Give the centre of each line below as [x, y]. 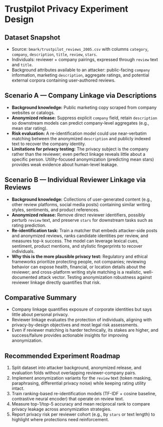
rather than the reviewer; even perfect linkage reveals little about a [79, 154]
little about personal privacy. [40, 315]
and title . [22, 65]
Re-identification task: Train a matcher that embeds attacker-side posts [84, 230]
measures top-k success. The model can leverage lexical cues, [75, 241]
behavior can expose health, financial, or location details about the [79, 267]
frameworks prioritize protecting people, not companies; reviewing [79, 261]
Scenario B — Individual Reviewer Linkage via [75, 180]
